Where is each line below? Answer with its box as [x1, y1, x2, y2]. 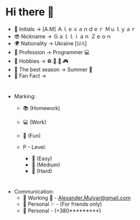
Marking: [14, 93, 36, 100]
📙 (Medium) [31, 161, 61, 168]
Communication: [14, 188, 54, 195]
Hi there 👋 [5, 5, 54, 19]
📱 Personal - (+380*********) [22, 207, 101, 214]
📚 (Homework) [22, 105, 61, 112]
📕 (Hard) [31, 168, 52, 175]
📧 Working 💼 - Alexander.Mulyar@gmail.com [22, 194, 131, 202]
